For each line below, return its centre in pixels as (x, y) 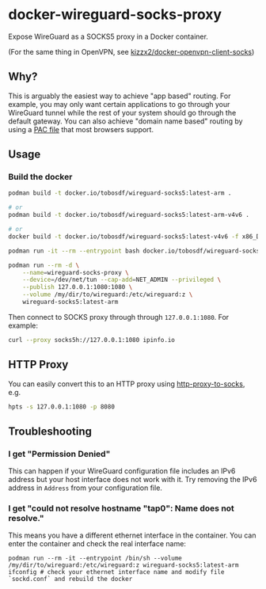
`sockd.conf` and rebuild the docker (70, 579)
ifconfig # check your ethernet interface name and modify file (116, 572)
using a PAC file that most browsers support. (81, 129)
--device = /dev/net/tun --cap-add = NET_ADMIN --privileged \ (122, 280)
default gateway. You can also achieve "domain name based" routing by (125, 121)
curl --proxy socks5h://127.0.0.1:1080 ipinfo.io (92, 340)
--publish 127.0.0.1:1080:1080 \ (78, 287)
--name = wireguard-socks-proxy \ (76, 272)
